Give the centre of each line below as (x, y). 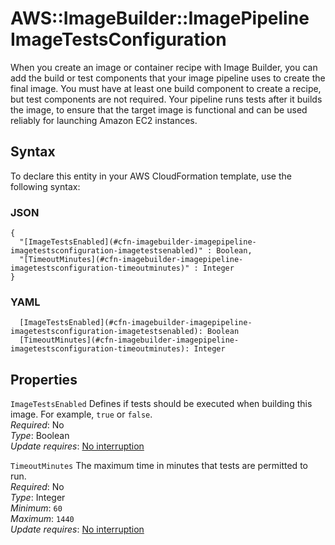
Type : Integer (38, 498)
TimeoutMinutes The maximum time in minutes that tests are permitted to (159, 466)
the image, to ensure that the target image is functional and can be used (159, 109)
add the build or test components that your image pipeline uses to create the (168, 78)
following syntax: (45, 186)
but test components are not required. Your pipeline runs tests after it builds (166, 99)
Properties (44, 379)
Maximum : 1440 (42, 519)
